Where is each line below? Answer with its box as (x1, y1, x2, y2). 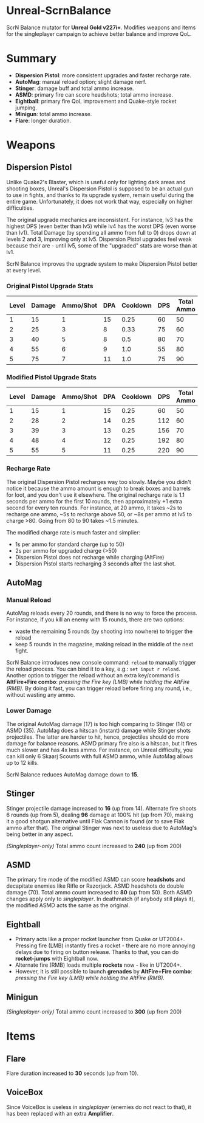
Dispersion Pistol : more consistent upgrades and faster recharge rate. (15, 71, 191, 79)
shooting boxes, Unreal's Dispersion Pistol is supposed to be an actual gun (6, 185, 194, 192)
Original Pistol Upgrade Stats (6, 282, 93, 290)
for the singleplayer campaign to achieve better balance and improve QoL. (6, 30, 192, 37)
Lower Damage (6, 707, 52, 715)
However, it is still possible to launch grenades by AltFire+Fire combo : (15, 968, 192, 975)
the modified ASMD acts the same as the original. (6, 902, 131, 909)
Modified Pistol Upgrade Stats (6, 373, 97, 382)
